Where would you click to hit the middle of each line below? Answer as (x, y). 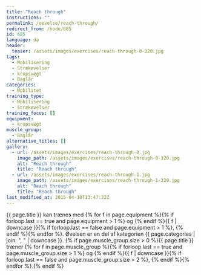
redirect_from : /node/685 (39, 29)
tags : (13, 57)
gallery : (17, 147)
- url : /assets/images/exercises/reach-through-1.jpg (81, 175)
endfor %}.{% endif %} (35, 266)
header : (16, 46)
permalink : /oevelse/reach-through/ (52, 23)
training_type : (25, 96)
